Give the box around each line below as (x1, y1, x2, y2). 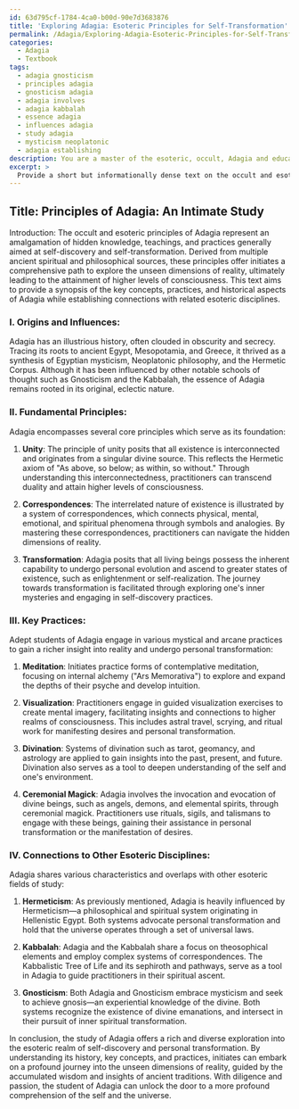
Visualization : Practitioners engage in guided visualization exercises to (21, 697, 283, 708)
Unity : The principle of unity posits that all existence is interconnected (21, 443, 280, 454)
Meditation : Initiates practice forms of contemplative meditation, (21, 661, 260, 672)
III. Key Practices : (9, 614, 86, 626)
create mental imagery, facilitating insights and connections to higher (21, 707, 276, 717)
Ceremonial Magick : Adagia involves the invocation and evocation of (21, 789, 276, 799)
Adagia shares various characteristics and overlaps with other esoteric (9, 869, 269, 880)
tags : (9, 63, 29, 72)
